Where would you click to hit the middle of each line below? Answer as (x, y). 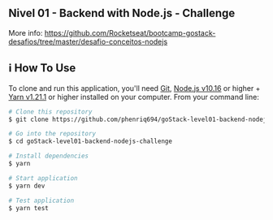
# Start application (43, 178)
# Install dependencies (49, 156)
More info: (26, 32)
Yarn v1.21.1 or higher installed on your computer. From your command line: (134, 97)
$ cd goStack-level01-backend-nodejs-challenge (91, 141)
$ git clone (28, 119)
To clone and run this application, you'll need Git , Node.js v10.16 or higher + (134, 88)
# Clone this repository (50, 112)
